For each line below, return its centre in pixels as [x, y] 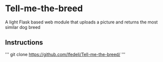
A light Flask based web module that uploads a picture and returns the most [81, 22]
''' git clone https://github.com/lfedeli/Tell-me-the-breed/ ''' [65, 54]
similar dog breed [23, 27]
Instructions [24, 43]
